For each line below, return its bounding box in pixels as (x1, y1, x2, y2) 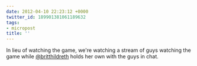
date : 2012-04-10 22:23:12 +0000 (6, 8, 89, 15)
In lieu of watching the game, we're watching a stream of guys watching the (6, 47, 191, 54)
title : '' (6, 31, 31, 37)
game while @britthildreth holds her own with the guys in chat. (6, 53, 159, 60)
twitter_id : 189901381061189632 (6, 14, 86, 20)
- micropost (6, 25, 35, 31)
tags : (6, 19, 20, 25)
